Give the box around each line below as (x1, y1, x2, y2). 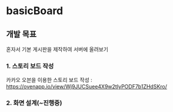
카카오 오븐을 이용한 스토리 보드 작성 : (6, 77, 92, 84)
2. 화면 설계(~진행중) (6, 99, 62, 107)
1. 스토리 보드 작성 (6, 62, 54, 70)
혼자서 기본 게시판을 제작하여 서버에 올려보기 (6, 46, 109, 52)
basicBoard (6, 4, 64, 18)
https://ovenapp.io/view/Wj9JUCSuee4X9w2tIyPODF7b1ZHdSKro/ (6, 83, 168, 90)
